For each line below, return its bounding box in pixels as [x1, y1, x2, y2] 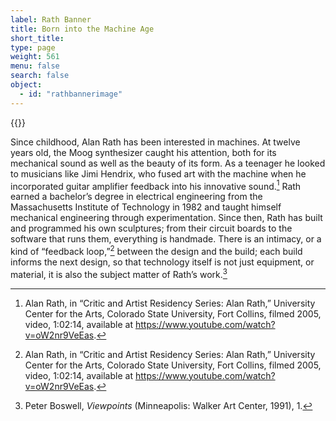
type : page [10, 42, 56, 53]
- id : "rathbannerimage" [19, 89, 123, 99]
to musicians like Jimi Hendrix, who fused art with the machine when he [10, 167, 307, 180]
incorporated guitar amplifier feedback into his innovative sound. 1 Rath [10, 178, 302, 192]
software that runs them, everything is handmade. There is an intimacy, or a [10, 233, 322, 245]
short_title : [10, 33, 65, 43]
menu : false [10, 61, 60, 71]
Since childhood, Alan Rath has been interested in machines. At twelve [10, 136, 301, 148]
